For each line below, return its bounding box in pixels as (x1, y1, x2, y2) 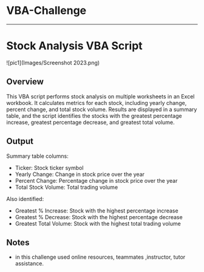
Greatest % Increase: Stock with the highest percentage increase (15, 207, 178, 214)
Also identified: (6, 195, 44, 202)
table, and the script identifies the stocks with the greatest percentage (6, 112, 182, 119)
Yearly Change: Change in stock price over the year (15, 171, 144, 178)
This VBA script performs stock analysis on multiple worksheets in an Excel (6, 92, 195, 100)
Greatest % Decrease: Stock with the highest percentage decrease (15, 213, 183, 220)
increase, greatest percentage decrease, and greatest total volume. (6, 118, 175, 126)
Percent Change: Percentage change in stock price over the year (15, 177, 178, 184)
